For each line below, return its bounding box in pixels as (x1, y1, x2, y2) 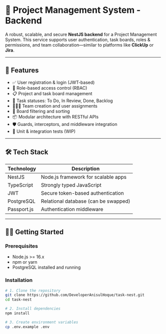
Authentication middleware (41, 206, 104, 213)
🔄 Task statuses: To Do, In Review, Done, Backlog (12, 98, 113, 104)
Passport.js (7, 206, 34, 213)
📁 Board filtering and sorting (12, 108, 70, 114)
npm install (5, 311, 30, 316)
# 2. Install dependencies (5, 306, 61, 311)
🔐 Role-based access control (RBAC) (12, 85, 87, 91)
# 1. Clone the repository (5, 288, 61, 293)
